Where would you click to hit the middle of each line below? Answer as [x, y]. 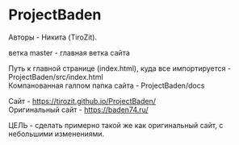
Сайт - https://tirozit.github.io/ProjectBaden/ [82, 101]
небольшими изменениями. [57, 134]
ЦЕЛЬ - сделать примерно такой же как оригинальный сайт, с [116, 125]
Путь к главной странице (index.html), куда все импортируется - [120, 68]
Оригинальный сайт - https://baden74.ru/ [78, 110]
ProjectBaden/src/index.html [56, 77]
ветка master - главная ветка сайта [69, 52]
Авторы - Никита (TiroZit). [53, 37]
